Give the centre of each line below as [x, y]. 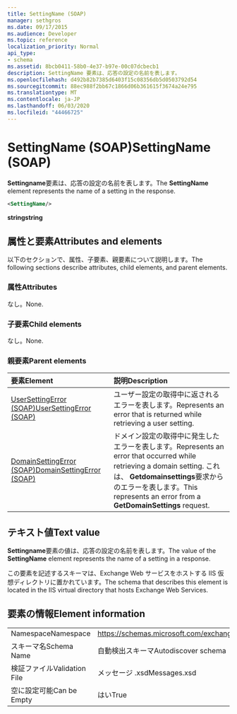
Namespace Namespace [51, 633]
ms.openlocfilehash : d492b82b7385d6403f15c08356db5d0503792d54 [102, 80]
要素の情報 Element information [77, 614]
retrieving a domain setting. [159, 466]
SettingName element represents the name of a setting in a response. [109, 558]
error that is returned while [158, 414]
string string [25, 217]
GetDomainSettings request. [162, 505]
